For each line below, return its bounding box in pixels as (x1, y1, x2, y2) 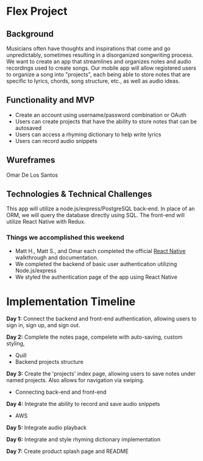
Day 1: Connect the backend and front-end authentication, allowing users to (6, 315, 197, 322)
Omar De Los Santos (6, 171, 59, 179)
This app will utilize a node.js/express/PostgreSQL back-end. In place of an (6, 205, 195, 212)
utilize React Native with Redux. (6, 218, 86, 226)
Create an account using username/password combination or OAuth (15, 111, 187, 119)
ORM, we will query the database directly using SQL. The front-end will (6, 212, 185, 219)
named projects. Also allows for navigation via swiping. (6, 376, 144, 383)
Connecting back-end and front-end (15, 388, 107, 396)
